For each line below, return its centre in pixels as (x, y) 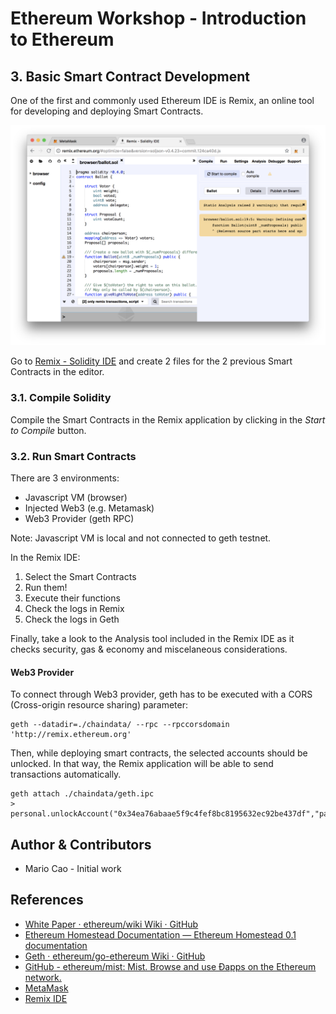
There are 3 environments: (65, 478)
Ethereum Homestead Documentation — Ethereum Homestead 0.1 (160, 934)
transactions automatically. (66, 774)
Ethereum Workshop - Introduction (158, 18)
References (47, 900)
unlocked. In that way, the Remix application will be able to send (142, 764)
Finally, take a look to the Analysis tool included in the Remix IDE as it (152, 638)
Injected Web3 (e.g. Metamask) (89, 508)
